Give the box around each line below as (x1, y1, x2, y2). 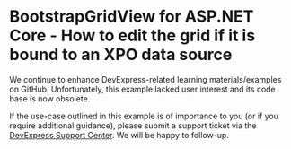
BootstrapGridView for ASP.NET (9, 6, 254, 27)
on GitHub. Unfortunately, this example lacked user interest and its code (9, 83, 276, 94)
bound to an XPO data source (9, 45, 233, 65)
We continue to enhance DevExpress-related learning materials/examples (9, 74, 282, 84)
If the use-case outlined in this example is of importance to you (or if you (9, 110, 278, 121)
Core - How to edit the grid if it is (9, 25, 256, 46)
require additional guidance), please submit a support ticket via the (9, 119, 257, 131)
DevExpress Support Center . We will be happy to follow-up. (9, 129, 229, 140)
